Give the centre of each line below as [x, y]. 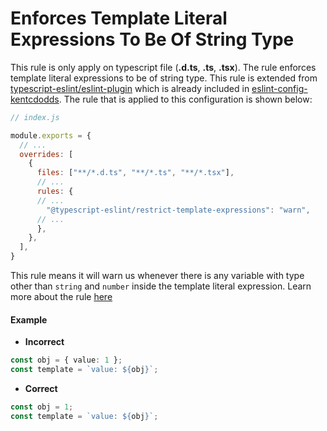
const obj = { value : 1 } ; [66, 360]
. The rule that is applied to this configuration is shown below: [185, 99]
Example [29, 319]
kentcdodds [35, 99]
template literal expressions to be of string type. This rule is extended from [164, 78]
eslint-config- [279, 88]
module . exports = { [51, 135]
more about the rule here [61, 297]
